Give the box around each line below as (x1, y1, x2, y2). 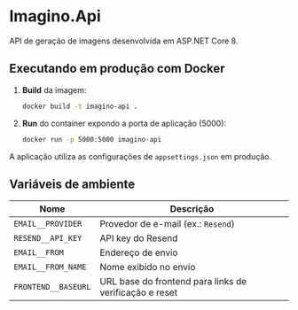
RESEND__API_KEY (13, 233, 82, 244)
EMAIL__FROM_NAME (13, 262, 87, 272)
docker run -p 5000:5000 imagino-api (21, 135, 162, 143)
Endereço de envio (99, 246, 178, 259)
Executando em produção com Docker (9, 61, 225, 76)
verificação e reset (99, 286, 178, 298)
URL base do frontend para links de (99, 275, 247, 288)
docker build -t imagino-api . (21, 102, 138, 111)
